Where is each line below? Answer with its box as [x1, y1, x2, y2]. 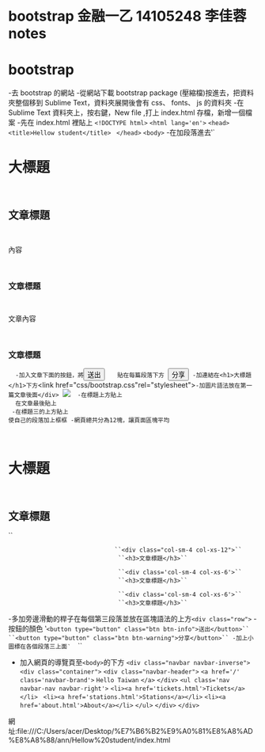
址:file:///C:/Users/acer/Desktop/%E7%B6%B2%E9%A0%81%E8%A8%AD [8, 727, 253, 736]
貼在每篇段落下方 [117, 372, 165, 380]
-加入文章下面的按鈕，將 [15, 372, 85, 380]
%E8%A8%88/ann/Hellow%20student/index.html [8, 735, 171, 745]
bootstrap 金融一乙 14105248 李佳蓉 [8, 7, 247, 25]
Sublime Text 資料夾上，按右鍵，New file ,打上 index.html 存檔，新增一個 [8, 108, 246, 117]
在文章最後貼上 [15, 399, 57, 408]
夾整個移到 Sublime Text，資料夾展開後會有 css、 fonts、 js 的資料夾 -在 [8, 98, 244, 108]
